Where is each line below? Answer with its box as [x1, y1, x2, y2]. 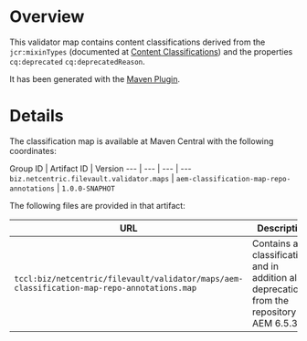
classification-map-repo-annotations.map [14, 283, 197, 293]
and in [252, 260, 279, 273]
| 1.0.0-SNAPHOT [56, 182, 116, 193]
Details [9, 106, 64, 127]
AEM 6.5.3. [252, 316, 301, 329]
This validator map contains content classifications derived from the [9, 36, 266, 47]
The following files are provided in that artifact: [9, 200, 185, 211]
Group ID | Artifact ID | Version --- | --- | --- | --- [9, 162, 192, 174]
